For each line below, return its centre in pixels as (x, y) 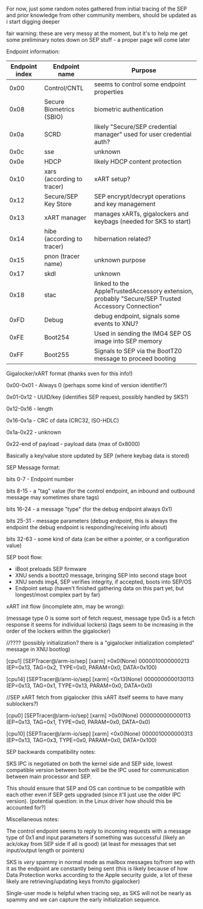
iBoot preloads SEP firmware (51, 569)
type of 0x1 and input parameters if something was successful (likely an (96, 837)
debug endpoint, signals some (137, 316)
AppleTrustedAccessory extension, (144, 291)
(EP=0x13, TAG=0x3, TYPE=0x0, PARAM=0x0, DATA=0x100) (82, 740)
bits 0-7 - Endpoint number (40, 479)
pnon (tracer (62, 256)
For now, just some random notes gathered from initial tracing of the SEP (97, 9)
